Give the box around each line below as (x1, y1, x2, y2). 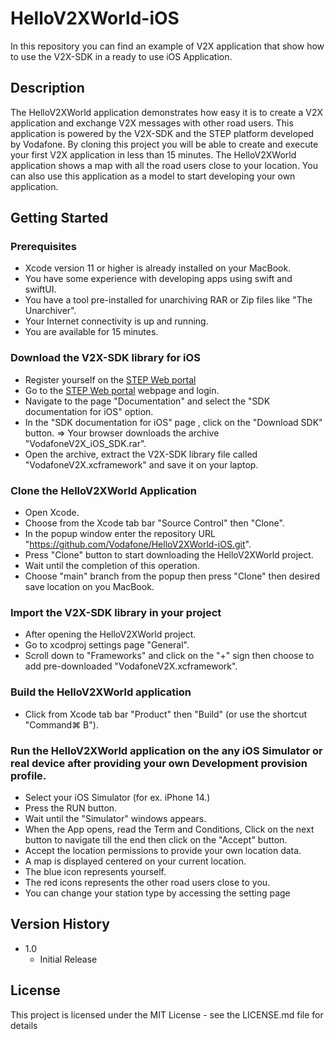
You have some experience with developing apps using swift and (24, 273, 293, 285)
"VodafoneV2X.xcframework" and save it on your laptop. (24, 458, 259, 471)
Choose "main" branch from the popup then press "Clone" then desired (24, 570, 321, 582)
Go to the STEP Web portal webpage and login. (24, 384, 220, 396)
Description (10, 80, 85, 97)
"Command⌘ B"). (24, 718, 99, 731)
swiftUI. (24, 283, 57, 296)
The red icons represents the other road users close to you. (24, 876, 271, 888)
